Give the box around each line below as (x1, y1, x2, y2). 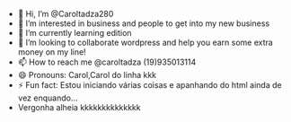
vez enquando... (17, 92, 78, 103)
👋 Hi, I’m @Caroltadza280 (17, 9, 114, 19)
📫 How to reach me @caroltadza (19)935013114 (17, 57, 197, 67)
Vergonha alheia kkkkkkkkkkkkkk (17, 102, 141, 112)
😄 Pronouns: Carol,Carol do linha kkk (17, 70, 157, 80)
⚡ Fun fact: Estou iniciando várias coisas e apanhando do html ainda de (17, 80, 282, 90)
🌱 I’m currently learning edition (17, 28, 132, 38)
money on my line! (17, 47, 87, 57)
